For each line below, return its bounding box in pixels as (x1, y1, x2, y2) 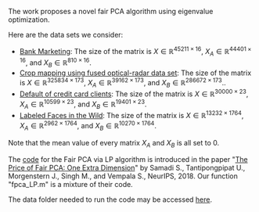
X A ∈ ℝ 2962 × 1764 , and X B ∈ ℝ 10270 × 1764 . (19, 120, 156, 132)
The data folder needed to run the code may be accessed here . (8, 195, 213, 204)
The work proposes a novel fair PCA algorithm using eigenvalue (8, 7, 214, 16)
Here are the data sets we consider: (8, 31, 124, 39)
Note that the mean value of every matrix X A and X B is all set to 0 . (8, 138, 220, 149)
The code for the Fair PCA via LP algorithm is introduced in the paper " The (8, 155, 248, 164)
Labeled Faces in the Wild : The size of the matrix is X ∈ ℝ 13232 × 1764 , (19, 110, 244, 120)
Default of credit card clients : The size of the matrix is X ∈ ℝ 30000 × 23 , (19, 88, 249, 99)
